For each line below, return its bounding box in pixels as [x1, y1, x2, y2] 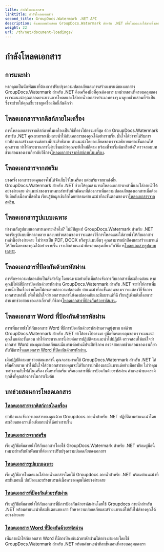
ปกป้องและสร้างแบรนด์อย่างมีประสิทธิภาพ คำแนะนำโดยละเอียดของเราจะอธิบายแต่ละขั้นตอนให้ [5, 138, 154, 144]
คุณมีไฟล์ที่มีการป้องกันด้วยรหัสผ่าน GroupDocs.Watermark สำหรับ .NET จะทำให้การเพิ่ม [5, 281, 157, 287]
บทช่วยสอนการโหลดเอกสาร [5, 388, 71, 396]
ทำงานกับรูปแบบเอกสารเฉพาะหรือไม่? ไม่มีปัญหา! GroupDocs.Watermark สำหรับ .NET [5, 226, 154, 232]
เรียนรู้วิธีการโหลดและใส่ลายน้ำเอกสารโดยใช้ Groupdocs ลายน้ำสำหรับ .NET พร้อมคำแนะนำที [5, 472, 159, 478]
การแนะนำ [5, 70, 30, 79]
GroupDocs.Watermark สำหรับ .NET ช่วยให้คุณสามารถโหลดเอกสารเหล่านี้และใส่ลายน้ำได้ [5, 182, 158, 188]
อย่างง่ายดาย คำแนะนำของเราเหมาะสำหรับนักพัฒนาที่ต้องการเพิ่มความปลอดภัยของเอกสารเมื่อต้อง [5, 188, 158, 193]
